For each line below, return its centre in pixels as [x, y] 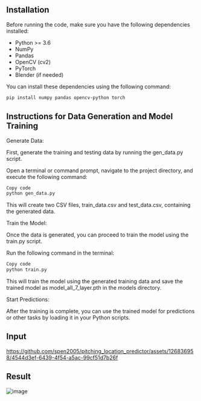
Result [19, 377]
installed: [18, 31]
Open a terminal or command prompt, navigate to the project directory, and [100, 170]
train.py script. [24, 241]
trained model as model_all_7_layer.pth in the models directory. [84, 288]
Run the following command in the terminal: [60, 253]
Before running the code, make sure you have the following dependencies [98, 24]
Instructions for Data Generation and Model [90, 116]
